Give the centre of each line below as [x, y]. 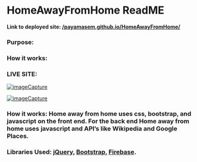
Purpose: [21, 42]
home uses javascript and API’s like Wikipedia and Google [92, 128]
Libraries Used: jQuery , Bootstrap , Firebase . [71, 152]
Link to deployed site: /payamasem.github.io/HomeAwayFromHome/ [93, 27]
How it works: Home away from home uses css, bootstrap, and [99, 114]
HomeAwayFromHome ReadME [86, 10]
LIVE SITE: [22, 74]
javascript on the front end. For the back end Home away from [98, 121]
